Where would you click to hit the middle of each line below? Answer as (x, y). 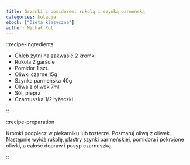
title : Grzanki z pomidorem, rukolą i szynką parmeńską (75, 11)
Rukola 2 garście (35, 62)
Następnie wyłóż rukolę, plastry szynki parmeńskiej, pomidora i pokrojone (95, 140)
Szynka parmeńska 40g (43, 81)
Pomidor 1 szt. (32, 68)
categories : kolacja (31, 17)
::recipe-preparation (30, 122)
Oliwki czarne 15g (36, 74)
